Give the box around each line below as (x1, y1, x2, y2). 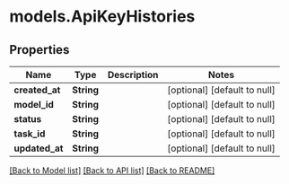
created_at (13, 83, 61, 96)
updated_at (13, 142, 64, 154)
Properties (9, 42, 70, 57)
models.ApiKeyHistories (9, 6, 196, 27)
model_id (13, 99, 54, 110)
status (13, 113, 42, 125)
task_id (13, 127, 46, 140)
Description (107, 69, 159, 81)
